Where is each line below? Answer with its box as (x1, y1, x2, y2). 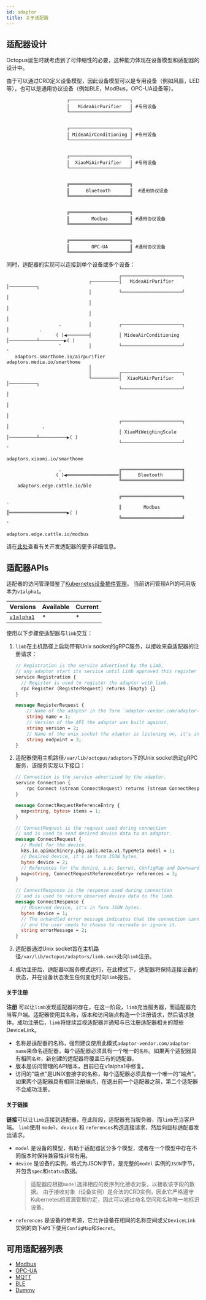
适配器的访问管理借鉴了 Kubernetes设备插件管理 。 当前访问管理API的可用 (6, 580, 191, 588)
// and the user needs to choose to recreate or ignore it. (21, 921, 178, 928)
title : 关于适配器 (6, 15, 49, 21)
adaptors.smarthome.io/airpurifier (14, 354, 105, 360)
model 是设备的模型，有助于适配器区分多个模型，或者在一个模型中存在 (15, 1144, 192, 1151)
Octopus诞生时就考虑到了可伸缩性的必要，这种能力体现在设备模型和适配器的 (6, 57, 200, 64)
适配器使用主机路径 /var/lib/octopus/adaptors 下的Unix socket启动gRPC (15, 754, 198, 762)
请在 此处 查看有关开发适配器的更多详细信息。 (6, 543, 120, 550)
